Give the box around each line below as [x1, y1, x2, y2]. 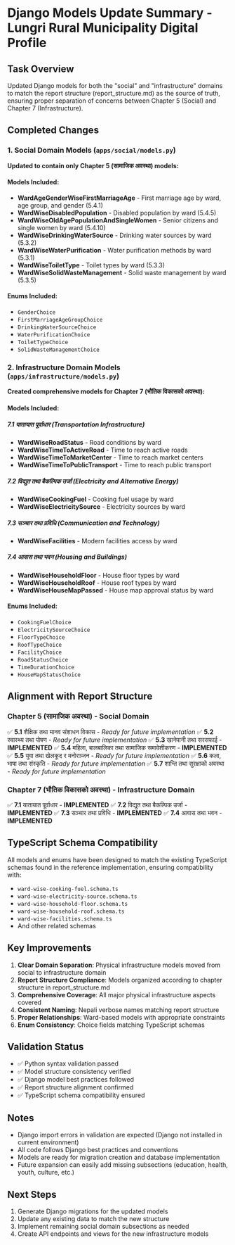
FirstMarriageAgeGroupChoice [17, 317, 103, 324]
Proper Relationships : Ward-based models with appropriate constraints [17, 1013, 226, 1021]
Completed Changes [7, 125, 100, 137]
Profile [7, 35, 47, 51]
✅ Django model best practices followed [17, 1075, 135, 1084]
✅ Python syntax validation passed [17, 1059, 119, 1068]
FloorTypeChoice [17, 634, 65, 641]
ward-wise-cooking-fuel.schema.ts [17, 885, 119, 892]
